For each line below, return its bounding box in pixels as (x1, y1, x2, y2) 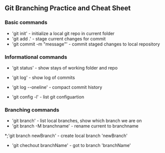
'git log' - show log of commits (11, 74, 75, 80)
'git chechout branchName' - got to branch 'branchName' (11, 142, 131, 148)
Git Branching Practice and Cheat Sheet (4, 4, 131, 12)
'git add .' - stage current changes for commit (11, 35, 106, 41)
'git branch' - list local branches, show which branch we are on (11, 117, 142, 124)
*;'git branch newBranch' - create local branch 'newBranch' (4, 132, 128, 139)
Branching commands (4, 106, 59, 113)
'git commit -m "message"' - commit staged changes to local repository (11, 41, 160, 47)
